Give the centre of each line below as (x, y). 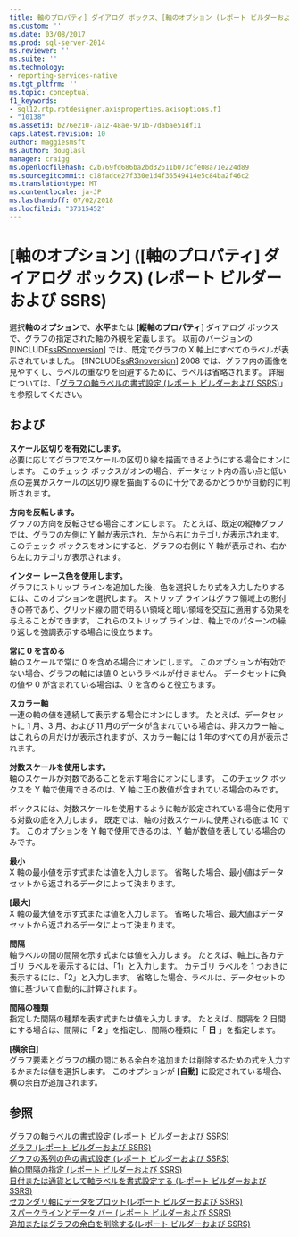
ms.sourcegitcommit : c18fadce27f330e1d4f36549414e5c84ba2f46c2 (129, 175)
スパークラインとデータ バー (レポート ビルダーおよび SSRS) (120, 1213)
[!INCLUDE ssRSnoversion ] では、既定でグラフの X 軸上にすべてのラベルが (145, 349)
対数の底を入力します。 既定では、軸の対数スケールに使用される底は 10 (148, 819)
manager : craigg (39, 159)
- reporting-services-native (63, 76)
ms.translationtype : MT (54, 184)
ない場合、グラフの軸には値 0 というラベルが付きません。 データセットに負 (148, 673)
